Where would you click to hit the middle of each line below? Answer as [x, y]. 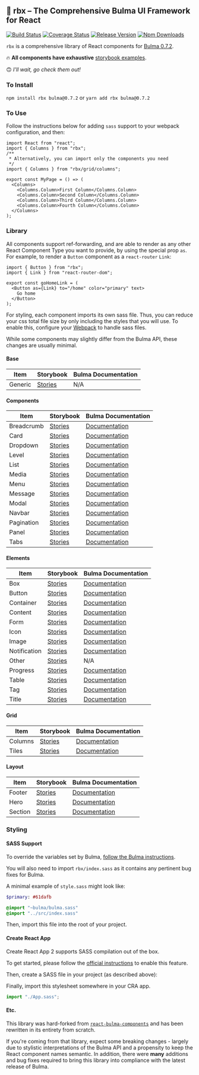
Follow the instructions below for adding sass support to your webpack [93, 126]
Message [22, 494]
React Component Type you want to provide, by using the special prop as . [97, 250]
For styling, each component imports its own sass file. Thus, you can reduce [99, 315]
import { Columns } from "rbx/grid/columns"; [63, 169]
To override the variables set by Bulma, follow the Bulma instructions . [91, 856]
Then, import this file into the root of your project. [67, 925]
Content [20, 612]
